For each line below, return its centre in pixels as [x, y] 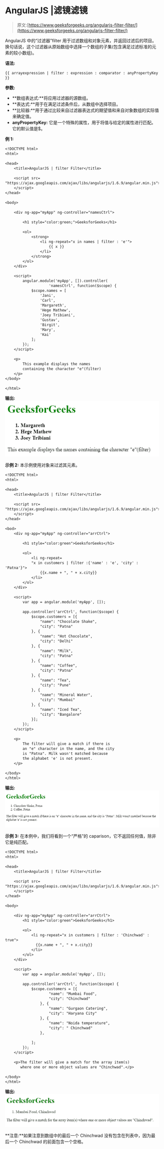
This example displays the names [57, 364]
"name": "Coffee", [59, 665]
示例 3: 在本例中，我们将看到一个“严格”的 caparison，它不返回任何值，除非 [81, 836]
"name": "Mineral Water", [66, 695]
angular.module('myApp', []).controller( [65, 281]
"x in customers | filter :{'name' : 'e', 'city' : [85, 563]
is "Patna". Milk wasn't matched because [65, 753]
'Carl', [48, 300]
